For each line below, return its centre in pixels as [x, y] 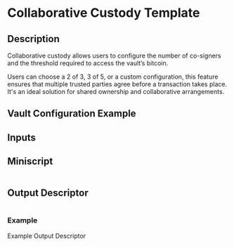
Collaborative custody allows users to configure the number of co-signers [114, 55]
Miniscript [30, 162]
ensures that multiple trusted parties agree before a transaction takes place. [117, 84]
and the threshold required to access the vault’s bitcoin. [88, 63]
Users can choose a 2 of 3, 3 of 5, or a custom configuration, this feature [113, 76]
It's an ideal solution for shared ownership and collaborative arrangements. [116, 92]
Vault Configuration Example [72, 114]
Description [33, 39]
